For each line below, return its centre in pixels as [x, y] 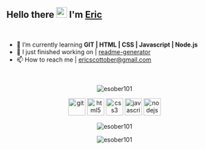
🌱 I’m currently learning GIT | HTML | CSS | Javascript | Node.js [107, 45]
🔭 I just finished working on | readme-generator [83, 51]
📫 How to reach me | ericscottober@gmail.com [84, 60]
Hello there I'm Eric [54, 15]
